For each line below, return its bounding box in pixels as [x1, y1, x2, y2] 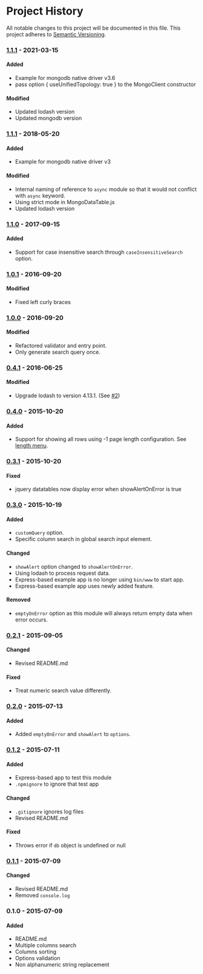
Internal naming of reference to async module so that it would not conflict [14, 185, 197, 193]
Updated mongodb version [14, 114, 82, 122]
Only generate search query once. [14, 348, 101, 356]
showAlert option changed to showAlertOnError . [14, 563, 133, 570]
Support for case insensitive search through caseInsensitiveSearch [14, 248, 183, 256]
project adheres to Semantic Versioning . [6, 30, 106, 38]
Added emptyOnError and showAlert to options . [14, 730, 131, 738]
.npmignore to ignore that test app [14, 780, 99, 788]
